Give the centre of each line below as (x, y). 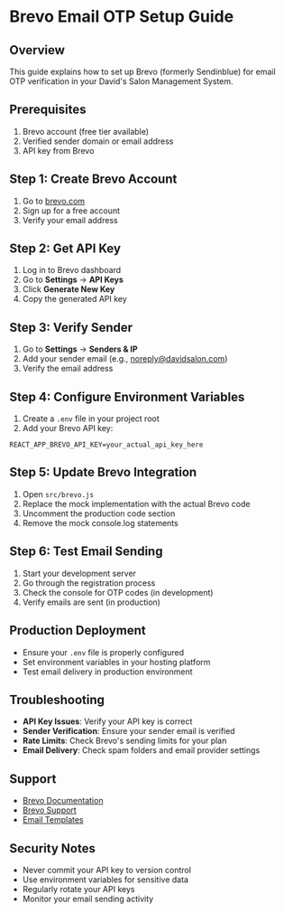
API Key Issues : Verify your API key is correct (107, 721)
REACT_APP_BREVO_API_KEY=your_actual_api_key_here (106, 445)
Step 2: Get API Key (65, 249)
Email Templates (53, 820)
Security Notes (53, 848)
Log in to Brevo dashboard (72, 270)
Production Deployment (78, 631)
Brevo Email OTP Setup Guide (122, 17)
